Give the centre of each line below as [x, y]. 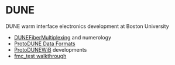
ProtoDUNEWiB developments [50, 49]
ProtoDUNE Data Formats [44, 44]
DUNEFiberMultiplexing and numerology [63, 37]
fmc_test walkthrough [40, 56]
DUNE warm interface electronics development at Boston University [87, 26]
